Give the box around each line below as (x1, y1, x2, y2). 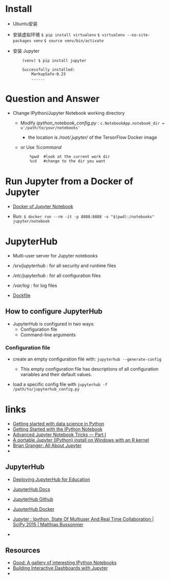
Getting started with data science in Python (12, 420, 104, 426)
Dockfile (12, 292, 31, 298)
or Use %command (20, 144, 62, 150)
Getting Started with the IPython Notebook (12, 426, 103, 432)
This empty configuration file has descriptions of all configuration (20, 366, 159, 372)
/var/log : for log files (12, 282, 57, 288)
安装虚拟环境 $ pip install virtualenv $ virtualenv (12, 31, 125, 37)
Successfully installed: (22, 67, 75, 72)
